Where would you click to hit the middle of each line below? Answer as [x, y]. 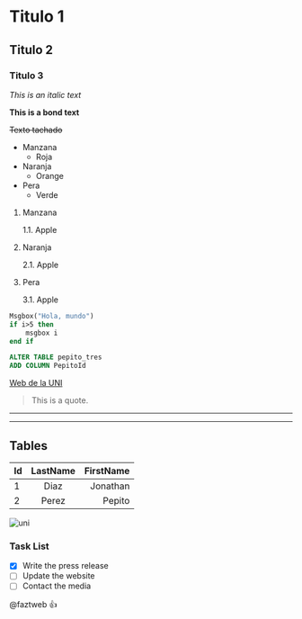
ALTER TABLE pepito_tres [56, 357]
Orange [50, 175]
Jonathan [110, 486]
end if [22, 341]
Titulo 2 [31, 50]
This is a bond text [44, 112]
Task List [29, 546]
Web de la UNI [36, 383]
